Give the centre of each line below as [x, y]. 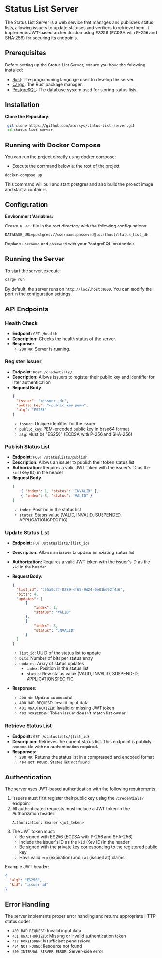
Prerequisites [26, 53]
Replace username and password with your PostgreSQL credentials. [71, 244]
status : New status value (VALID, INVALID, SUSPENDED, [83, 674]
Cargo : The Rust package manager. [47, 84]
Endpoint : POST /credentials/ [42, 372]
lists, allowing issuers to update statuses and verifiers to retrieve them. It [77, 27]
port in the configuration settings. [38, 294]
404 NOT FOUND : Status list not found [55, 762]
